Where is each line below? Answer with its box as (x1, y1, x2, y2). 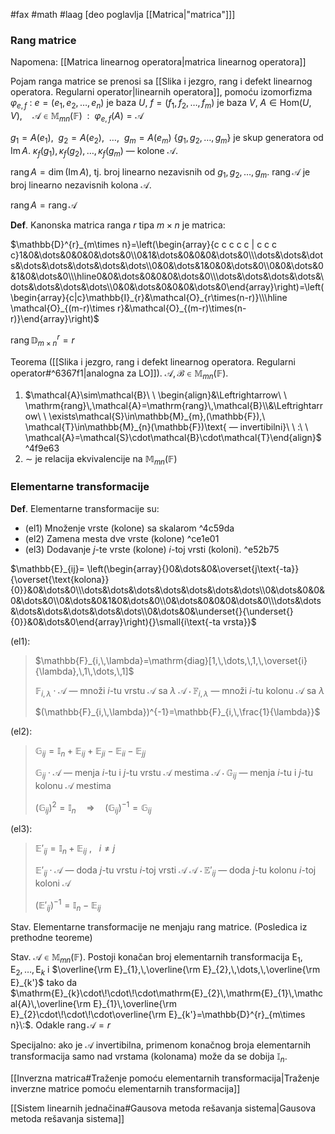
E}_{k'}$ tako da (10, 977, 78, 989)
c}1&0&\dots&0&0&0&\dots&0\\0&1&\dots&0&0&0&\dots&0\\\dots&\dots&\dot (10, 249, 324, 261)
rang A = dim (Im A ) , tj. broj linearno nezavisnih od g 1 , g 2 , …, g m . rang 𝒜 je (10, 166, 311, 181)
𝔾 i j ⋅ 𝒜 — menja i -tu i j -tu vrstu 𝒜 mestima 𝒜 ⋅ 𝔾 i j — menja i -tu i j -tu (34, 767, 313, 781)
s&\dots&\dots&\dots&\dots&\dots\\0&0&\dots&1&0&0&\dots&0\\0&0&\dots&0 (10, 260, 324, 272)
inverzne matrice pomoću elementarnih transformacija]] (10, 1082, 241, 1094)
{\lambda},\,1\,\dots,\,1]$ (34, 665, 135, 677)
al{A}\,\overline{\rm (10, 998, 92, 1010)
